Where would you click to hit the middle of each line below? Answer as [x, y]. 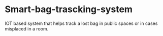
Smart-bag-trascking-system [69, 9]
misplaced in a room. [27, 28]
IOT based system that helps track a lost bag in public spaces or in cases [81, 23]
